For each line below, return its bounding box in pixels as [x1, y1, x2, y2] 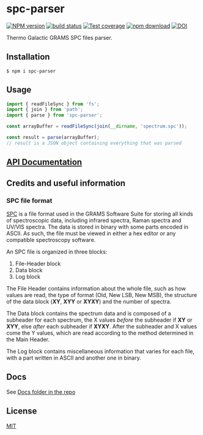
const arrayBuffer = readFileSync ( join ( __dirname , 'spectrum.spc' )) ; [6, 123, 188, 130]
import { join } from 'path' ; [6, 107, 84, 113]
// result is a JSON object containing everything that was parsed [6, 140, 182, 146]
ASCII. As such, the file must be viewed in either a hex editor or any [6, 229, 176, 237]
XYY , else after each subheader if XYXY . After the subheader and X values [6, 322, 197, 330]
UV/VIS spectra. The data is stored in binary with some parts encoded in [6, 223, 188, 230]
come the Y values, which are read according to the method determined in [6, 329, 194, 336]
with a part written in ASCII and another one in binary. [6, 354, 142, 361]
